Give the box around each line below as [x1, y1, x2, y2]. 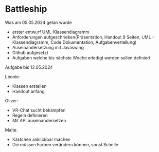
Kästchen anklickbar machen [12, 136, 71, 142]
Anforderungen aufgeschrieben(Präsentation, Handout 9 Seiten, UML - [12, 34, 155, 40]
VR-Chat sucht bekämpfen [12, 107, 66, 113]
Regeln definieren [12, 112, 48, 118]
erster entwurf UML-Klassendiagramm [12, 29, 89, 35]
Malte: [5, 127, 18, 133]
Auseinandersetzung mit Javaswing [12, 44, 84, 50]
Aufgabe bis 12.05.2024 [5, 64, 53, 70]
